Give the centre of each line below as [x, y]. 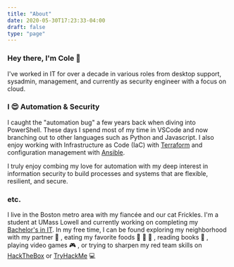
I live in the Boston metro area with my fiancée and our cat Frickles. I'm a [113, 215]
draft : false [26, 27]
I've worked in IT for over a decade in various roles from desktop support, [115, 73]
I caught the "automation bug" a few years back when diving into [101, 122]
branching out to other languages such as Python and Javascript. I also [111, 137]
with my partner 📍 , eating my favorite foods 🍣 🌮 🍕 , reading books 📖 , [108, 237]
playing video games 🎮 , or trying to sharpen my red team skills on [105, 245]
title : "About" [30, 14]
